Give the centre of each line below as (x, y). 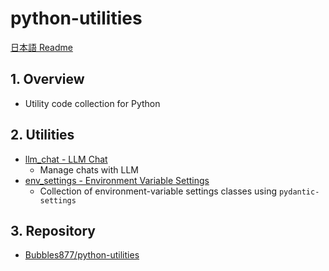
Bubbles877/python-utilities (82, 255)
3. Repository (53, 230)
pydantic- (299, 192)
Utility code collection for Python (92, 103)
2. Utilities (42, 135)
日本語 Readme (41, 47)
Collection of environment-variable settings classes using (158, 191)
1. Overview (47, 79)
